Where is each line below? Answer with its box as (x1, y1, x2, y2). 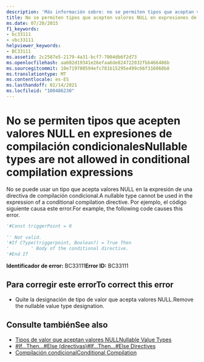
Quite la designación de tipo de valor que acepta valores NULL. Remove (15, 295, 194, 303)
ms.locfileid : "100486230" (6, 88, 75, 94)
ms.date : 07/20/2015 (6, 20, 59, 26)
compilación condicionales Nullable (6, 140, 188, 153)
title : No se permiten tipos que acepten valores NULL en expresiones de (6, 15, 197, 21)
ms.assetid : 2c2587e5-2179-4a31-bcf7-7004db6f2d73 (6, 54, 137, 60)
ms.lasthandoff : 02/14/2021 (6, 82, 78, 89)
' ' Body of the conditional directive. (6, 246, 129, 252)
